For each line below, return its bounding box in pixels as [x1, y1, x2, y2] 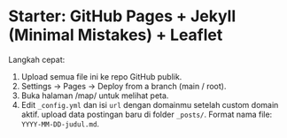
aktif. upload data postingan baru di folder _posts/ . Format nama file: [20, 109, 273, 119]
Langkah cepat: [8, 54, 66, 65]
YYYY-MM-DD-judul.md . [20, 118, 99, 129]
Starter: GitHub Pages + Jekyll [8, 6, 237, 27]
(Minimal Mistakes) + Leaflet [8, 25, 223, 45]
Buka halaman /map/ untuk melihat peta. [20, 90, 169, 101]
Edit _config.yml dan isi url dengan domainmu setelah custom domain [20, 99, 279, 110]
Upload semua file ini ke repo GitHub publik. [20, 71, 182, 81]
